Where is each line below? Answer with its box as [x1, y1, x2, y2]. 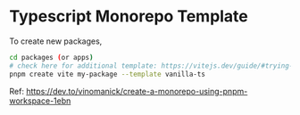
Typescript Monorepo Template [9, 6, 248, 27]
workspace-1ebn [9, 95, 71, 106]
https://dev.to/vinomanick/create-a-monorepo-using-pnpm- [26, 86, 248, 96]
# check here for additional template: [9, 61, 158, 70]
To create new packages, [9, 36, 103, 46]
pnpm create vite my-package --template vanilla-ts [9, 70, 205, 78]
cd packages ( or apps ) [9, 53, 94, 62]
